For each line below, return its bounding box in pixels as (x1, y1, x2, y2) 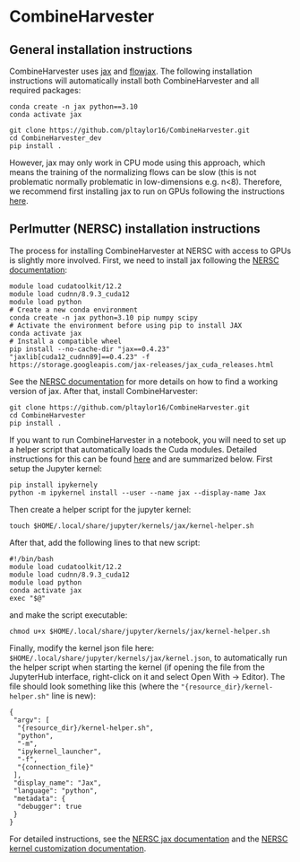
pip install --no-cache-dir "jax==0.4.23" (9, 344, 170, 354)
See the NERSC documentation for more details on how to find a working (9, 375, 279, 387)
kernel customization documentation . (9, 842, 147, 854)
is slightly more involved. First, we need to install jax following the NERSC (9, 254, 279, 266)
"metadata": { (13, 794, 66, 803)
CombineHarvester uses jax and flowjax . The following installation (9, 66, 253, 76)
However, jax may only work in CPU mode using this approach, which (9, 157, 266, 168)
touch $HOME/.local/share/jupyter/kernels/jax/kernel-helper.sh (9, 521, 254, 531)
